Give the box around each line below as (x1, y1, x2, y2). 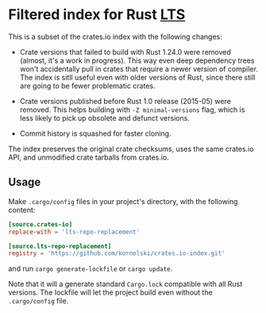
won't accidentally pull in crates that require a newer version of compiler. (19, 64, 258, 73)
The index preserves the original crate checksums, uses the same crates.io (8, 144, 254, 153)
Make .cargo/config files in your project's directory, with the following (8, 196, 238, 206)
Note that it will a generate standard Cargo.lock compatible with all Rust (8, 280, 243, 289)
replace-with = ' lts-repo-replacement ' (8, 228, 141, 236)
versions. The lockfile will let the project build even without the (8, 288, 213, 297)
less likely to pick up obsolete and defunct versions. (19, 113, 191, 122)
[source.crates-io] (8, 220, 73, 228)
